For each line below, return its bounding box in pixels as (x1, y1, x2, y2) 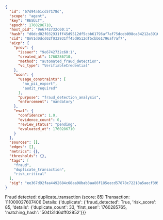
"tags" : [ (9, 158, 29, 163)
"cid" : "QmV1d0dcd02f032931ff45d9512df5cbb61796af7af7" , (9, 36, 127, 41)
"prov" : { (14, 45, 34, 50)
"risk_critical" (14, 171, 47, 177)
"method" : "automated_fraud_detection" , (17, 59, 101, 64)
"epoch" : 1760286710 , (9, 22, 53, 28)
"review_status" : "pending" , (17, 122, 77, 127)
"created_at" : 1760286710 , (17, 54, 73, 59)
